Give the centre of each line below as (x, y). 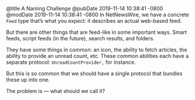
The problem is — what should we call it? (56, 91)
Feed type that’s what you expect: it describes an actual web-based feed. (94, 21)
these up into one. (28, 80)
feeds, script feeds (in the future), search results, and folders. (81, 38)
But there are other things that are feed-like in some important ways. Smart (97, 32)
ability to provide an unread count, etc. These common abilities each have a (97, 56)
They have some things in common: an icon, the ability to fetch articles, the (97, 50)
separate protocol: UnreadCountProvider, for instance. (71, 62)
